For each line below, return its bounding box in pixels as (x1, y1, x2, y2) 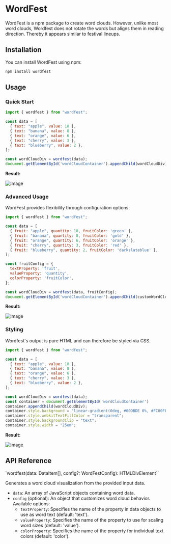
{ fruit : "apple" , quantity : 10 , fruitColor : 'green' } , (10, 229, 133, 234)
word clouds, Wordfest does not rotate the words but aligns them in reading (5, 25, 164, 31)
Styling (5, 326, 24, 333)
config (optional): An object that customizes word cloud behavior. (12, 495, 151, 501)
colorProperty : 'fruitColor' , (10, 276, 74, 281)
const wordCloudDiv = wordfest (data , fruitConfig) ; (5, 289, 117, 294)
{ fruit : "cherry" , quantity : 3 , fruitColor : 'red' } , (10, 242, 129, 248)
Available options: (12, 500, 50, 507)
